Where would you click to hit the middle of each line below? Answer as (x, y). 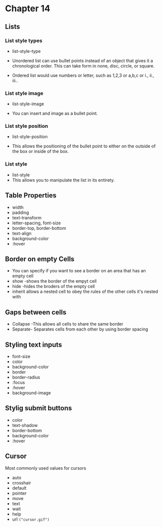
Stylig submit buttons (39, 408)
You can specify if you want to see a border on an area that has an (79, 271)
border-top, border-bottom (39, 228)
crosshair (21, 482)
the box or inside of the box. (41, 151)
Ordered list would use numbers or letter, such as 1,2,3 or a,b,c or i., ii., (83, 75)
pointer (19, 493)
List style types (24, 41)
